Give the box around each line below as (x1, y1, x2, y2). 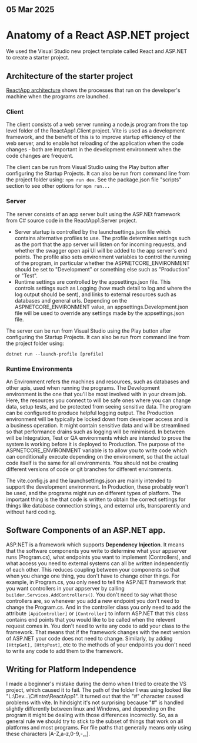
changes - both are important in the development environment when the (6, 146, 181, 153)
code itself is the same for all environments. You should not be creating (6, 459, 179, 467)
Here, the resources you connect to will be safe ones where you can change (6, 397, 191, 404)
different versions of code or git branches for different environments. (6, 466, 173, 473)
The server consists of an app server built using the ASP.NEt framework (6, 210, 181, 217)
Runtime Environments (6, 364, 73, 373)
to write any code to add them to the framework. (6, 647, 123, 654)
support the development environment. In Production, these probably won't (6, 483, 189, 490)
